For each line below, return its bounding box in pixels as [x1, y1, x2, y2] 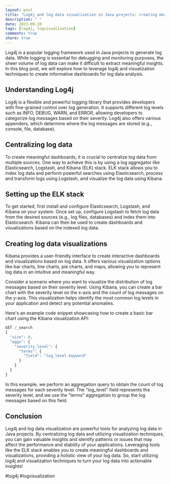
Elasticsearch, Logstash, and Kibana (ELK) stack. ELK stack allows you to [5, 165, 158, 171]
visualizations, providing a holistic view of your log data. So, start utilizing [5, 452, 158, 458]
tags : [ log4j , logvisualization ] [5, 26, 76, 31]
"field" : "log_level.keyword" [23, 353, 87, 359]
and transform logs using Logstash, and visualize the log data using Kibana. [5, 175, 163, 181]
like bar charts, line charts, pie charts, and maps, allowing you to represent [5, 264, 161, 270]
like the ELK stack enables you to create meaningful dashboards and [5, 447, 148, 453]
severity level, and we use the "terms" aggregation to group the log [5, 392, 146, 398]
